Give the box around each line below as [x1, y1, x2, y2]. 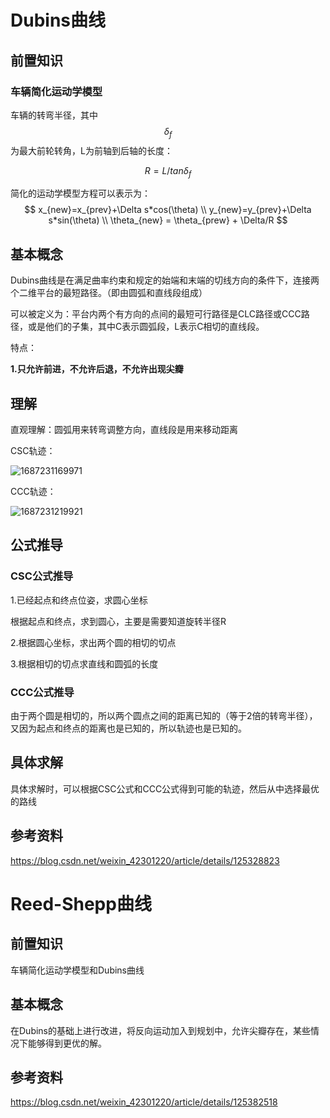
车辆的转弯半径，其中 [10, 109, 98, 121]
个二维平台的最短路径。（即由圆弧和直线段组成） [10, 287, 208, 299]
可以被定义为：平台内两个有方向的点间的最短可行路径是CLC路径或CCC [10, 308, 302, 320]
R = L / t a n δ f [144, 164, 192, 179]
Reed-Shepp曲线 [10, 892, 152, 915]
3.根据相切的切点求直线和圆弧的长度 [10, 657, 159, 670]
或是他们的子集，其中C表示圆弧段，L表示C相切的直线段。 [27, 321, 265, 333]
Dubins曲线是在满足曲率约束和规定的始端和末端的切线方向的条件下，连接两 [10, 274, 320, 286]
